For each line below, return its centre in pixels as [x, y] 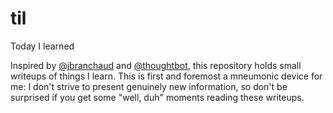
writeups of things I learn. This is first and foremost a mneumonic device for [166, 76]
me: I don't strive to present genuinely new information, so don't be [149, 86]
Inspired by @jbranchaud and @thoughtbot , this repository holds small [156, 65]
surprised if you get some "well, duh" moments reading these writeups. [157, 97]
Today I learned [42, 46]
